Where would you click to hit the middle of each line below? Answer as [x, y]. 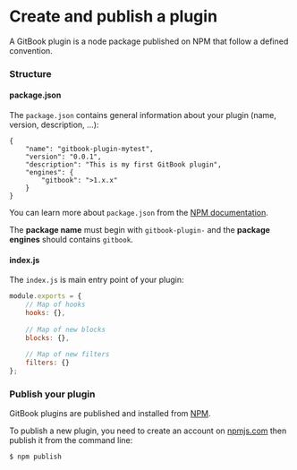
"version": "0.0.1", [64, 157]
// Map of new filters [68, 355]
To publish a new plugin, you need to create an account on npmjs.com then [148, 431]
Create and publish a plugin [113, 17]
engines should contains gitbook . [72, 240]
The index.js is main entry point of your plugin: [97, 280]
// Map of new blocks [65, 329]
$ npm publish [36, 457]
